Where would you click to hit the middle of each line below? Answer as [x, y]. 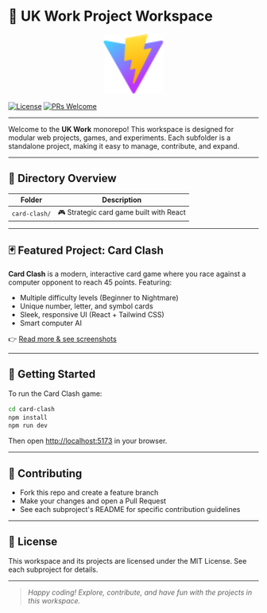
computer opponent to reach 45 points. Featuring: [90, 282]
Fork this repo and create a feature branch [89, 493]
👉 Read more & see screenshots [62, 339]
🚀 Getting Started [52, 374]
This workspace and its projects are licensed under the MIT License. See [128, 561]
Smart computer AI [50, 323]
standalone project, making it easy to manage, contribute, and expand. [124, 145]
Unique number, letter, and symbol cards [86, 306]
